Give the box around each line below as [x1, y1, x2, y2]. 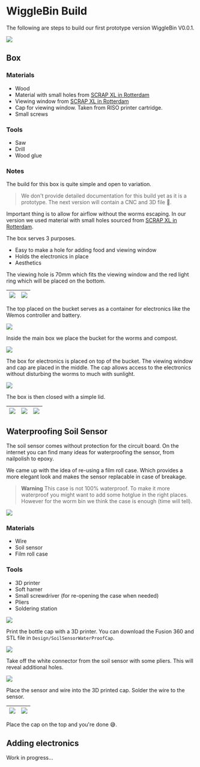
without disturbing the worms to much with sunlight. [6, 371, 135, 378]
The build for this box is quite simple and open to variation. [6, 181, 152, 188]
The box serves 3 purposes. [6, 235, 76, 242]
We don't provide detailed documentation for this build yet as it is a [20, 192, 187, 199]
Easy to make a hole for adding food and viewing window [14, 246, 157, 254]
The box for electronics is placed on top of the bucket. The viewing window [6, 357, 193, 365]
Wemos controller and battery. [6, 311, 82, 319]
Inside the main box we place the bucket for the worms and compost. [6, 334, 178, 342]
